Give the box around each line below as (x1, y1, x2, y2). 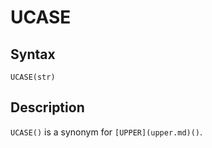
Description (10, 99, 85, 116)
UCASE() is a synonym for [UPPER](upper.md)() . (10, 126, 203, 138)
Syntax (10, 46, 56, 63)
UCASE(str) (10, 72, 56, 82)
